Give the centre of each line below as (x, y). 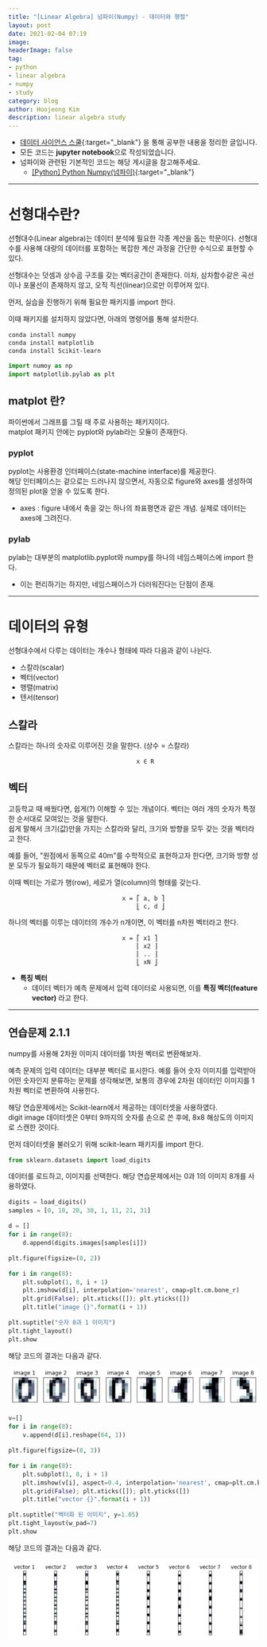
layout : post (30, 25)
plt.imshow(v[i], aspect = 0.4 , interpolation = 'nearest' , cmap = (128, 1483)
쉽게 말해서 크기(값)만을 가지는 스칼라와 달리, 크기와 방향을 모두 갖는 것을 (121, 828)
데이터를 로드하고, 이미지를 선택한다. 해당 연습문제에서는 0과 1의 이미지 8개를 (127, 1176)
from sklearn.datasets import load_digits (79, 1160)
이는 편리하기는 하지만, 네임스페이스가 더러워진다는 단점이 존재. (118, 585)
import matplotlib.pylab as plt (62, 374)
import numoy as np (41, 366)
